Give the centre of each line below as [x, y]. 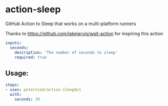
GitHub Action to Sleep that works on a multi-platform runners [71, 24]
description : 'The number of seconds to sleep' [66, 52]
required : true [31, 57]
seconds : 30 [27, 99]
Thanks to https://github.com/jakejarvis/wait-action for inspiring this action [84, 33]
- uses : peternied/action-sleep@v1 [43, 90]
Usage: [17, 73]
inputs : [14, 43]
